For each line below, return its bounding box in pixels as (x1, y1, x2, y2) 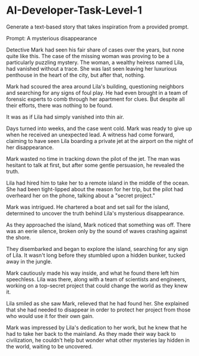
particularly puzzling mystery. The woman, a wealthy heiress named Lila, (6, 59, 184, 66)
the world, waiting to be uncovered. (6, 342, 93, 350)
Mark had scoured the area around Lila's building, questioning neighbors (6, 82, 184, 90)
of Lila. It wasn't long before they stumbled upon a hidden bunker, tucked (6, 252, 185, 259)
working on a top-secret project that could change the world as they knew (6, 282, 188, 289)
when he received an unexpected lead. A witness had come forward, (6, 131, 175, 138)
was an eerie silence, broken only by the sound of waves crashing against (6, 227, 187, 234)
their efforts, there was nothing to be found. (6, 101, 113, 109)
